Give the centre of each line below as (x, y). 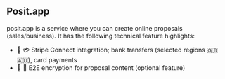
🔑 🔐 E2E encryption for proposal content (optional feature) (101, 67)
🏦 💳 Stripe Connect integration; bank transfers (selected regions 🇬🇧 (117, 50)
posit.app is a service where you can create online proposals (95, 28)
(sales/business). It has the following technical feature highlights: (101, 36)
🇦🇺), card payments (47, 59)
